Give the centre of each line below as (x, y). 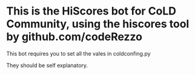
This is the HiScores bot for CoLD (91, 11)
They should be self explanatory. (47, 65)
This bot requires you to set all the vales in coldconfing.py (78, 53)
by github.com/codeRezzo (74, 37)
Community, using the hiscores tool (98, 24)
